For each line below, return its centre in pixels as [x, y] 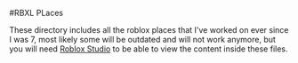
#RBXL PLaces [36, 13]
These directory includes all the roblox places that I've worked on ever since [149, 30]
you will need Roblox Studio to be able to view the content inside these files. [149, 49]
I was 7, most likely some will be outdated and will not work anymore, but [142, 39]
